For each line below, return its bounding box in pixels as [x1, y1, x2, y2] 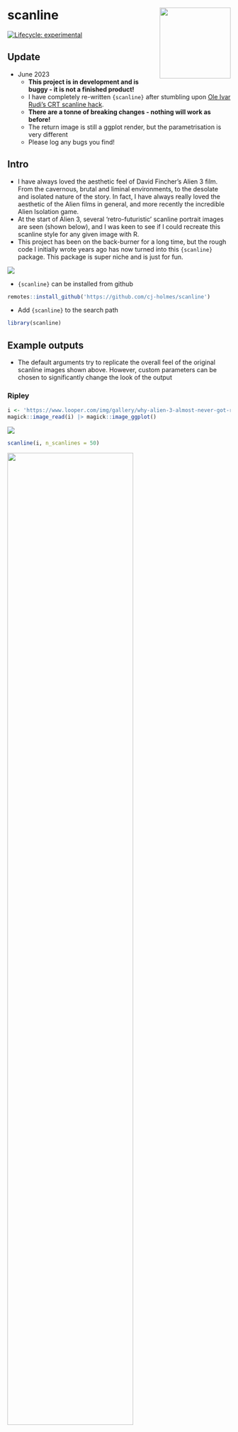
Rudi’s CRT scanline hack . [28, 100, 104, 108]
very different [28, 130, 69, 138]
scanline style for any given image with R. [17, 230, 140, 238]
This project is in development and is [28, 77, 140, 86]
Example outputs [7, 339, 84, 351]
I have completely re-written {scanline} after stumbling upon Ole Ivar [28, 92, 231, 101]
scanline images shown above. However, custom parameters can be [17, 366, 217, 374]
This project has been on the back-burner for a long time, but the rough [17, 237, 227, 246]
